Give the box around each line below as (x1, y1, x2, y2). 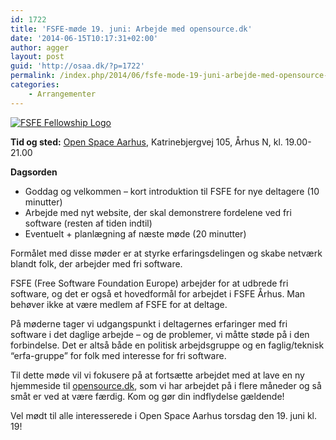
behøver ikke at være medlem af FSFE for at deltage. (10, 298, 228, 310)
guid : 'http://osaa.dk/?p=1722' (10, 61, 145, 71)
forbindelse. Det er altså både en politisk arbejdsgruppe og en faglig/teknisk (10, 339, 325, 351)
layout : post (10, 52, 65, 62)
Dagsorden (10, 166, 58, 178)
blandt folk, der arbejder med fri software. (10, 257, 183, 270)
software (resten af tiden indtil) (24, 217, 153, 229)
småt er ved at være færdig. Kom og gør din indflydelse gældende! (10, 390, 285, 402)
